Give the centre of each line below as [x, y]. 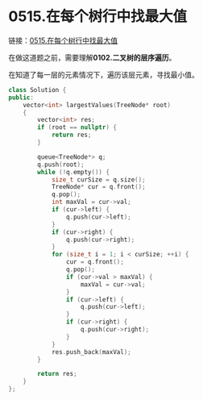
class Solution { [37, 90]
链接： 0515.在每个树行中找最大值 [63, 40]
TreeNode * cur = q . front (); [99, 187]
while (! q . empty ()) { [74, 172]
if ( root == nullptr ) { [77, 127]
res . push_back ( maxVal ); [91, 352]
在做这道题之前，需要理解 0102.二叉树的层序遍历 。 [92, 57]
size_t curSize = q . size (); [99, 179]
